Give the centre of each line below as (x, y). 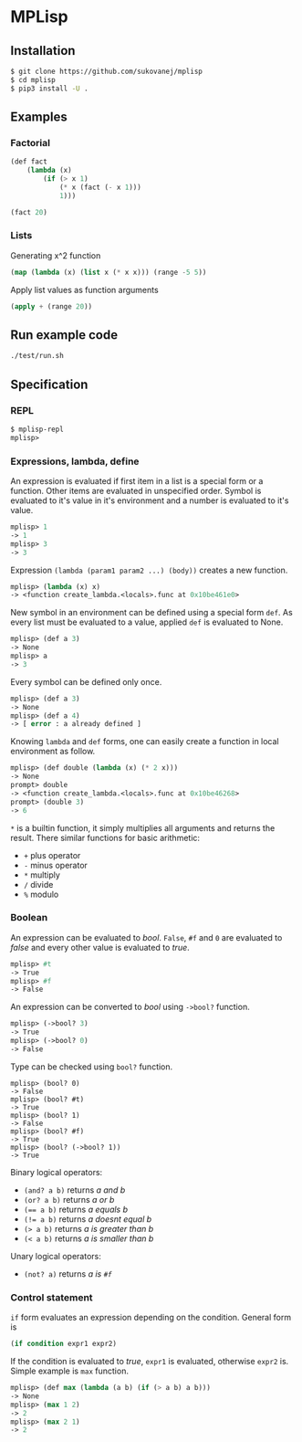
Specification (49, 384)
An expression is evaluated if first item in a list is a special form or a (137, 481)
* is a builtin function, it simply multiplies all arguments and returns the (143, 827)
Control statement (52, 1297)
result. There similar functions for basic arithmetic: (105, 837)
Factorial (31, 142)
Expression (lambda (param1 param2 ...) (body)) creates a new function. (149, 570)
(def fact (29, 162)
